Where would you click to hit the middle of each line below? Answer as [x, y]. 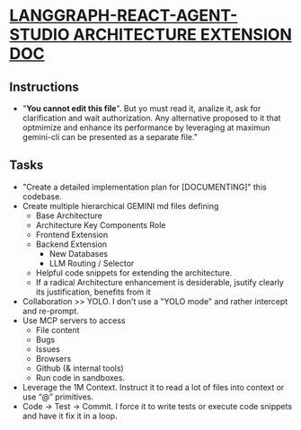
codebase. [42, 196]
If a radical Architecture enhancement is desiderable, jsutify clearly [160, 282]
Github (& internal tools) [80, 368]
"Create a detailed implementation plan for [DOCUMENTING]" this [144, 187]
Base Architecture [69, 215]
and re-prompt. [50, 311]
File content [58, 329]
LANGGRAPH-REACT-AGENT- [124, 16]
